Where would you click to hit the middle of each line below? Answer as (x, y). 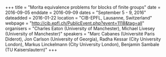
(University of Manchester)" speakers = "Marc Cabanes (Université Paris (80, 34)
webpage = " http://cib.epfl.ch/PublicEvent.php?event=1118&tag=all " (75, 23)
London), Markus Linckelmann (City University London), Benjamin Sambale (82, 44)
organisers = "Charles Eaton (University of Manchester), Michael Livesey (80, 28)
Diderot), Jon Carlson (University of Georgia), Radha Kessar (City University (83, 39)
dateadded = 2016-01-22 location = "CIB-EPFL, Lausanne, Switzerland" (79, 18)
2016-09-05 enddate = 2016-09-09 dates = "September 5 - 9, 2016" (76, 12)
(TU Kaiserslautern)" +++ (31, 50)
